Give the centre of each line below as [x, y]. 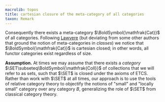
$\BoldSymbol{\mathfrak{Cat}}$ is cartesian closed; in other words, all [77, 48]
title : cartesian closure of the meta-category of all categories [75, 14]
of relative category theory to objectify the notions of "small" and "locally [79, 84]
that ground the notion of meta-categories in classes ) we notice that [74, 43]
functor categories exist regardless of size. [49, 53]
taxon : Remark [20, 19]
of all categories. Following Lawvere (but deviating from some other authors [82, 38]
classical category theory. [31, 94]
